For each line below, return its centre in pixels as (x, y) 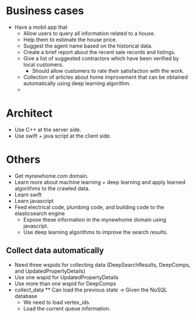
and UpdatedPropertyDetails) (50, 271)
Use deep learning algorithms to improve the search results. (95, 232)
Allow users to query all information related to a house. (89, 33)
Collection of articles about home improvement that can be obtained (106, 77)
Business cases (45, 11)
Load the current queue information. (67, 308)
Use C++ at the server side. (48, 129)
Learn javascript (34, 200)
